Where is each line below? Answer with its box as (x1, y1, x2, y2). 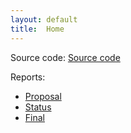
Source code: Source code (10, 51, 121, 63)
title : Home (10, 24, 65, 34)
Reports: (10, 71, 46, 83)
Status (24, 101, 52, 113)
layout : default (10, 14, 78, 25)
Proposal (24, 90, 62, 102)
